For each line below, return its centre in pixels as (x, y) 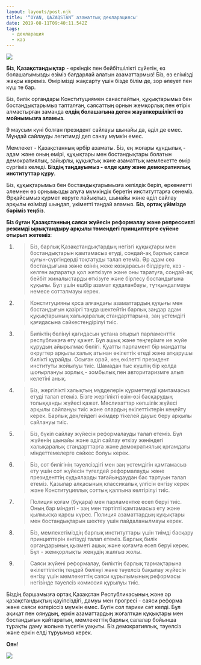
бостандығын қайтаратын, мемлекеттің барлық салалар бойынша (91, 620)
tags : (13, 29)
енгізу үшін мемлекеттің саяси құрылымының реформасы (105, 576)
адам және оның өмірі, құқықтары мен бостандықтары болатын (89, 154)
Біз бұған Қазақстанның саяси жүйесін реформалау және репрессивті (100, 222)
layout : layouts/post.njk (39, 12)
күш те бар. (21, 87)
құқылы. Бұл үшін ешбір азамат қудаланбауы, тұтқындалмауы (110, 285)
